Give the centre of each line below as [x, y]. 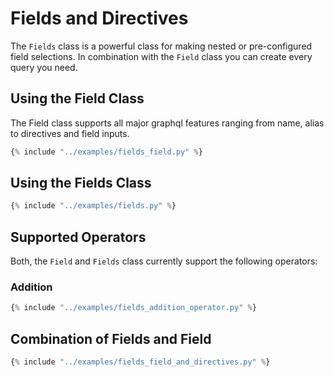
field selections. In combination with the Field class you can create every [161, 56]
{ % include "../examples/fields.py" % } [93, 206]
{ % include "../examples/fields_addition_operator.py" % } [133, 308]
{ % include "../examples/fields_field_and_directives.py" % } [140, 362]
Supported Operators [78, 237]
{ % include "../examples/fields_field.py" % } [106, 152]
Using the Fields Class [81, 183]
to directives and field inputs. [70, 133]
